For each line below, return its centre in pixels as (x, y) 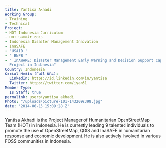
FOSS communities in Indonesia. (38, 141)
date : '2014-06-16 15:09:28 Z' (37, 106)
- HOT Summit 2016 (24, 37)
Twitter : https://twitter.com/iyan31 (48, 83)
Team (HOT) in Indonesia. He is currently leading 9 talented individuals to (80, 125)
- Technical (17, 23)
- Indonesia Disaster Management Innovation (52, 42)
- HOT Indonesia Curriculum (34, 33)
